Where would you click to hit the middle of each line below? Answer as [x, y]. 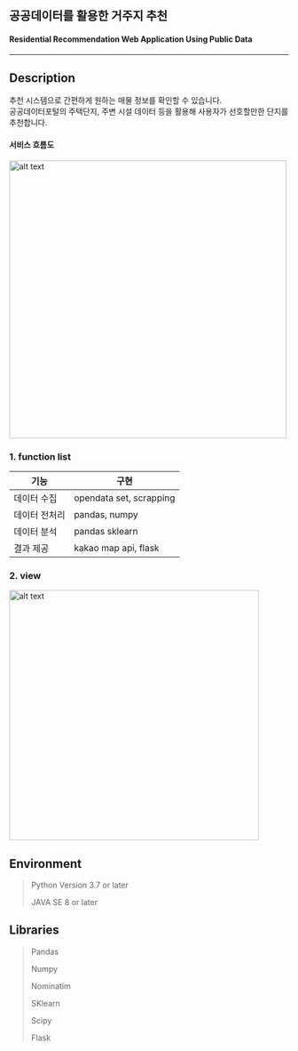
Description [42, 78]
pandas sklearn [106, 531]
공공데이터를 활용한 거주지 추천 [89, 16]
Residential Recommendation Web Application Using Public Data [131, 39]
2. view [25, 575]
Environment [46, 864]
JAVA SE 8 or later [64, 903]
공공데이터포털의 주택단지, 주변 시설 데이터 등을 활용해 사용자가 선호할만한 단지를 [149, 112]
